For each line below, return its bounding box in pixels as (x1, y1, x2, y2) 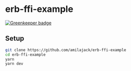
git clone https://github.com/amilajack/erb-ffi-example (5, 47, 126, 53)
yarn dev (5, 61, 23, 67)
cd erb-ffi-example (5, 52, 46, 57)
